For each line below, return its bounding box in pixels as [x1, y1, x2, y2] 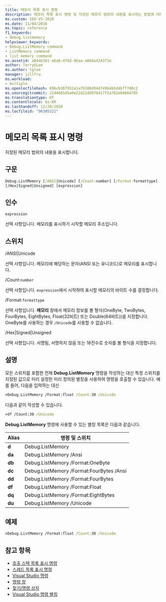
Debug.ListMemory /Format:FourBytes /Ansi [24, 467, 127, 474]
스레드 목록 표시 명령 [12, 567, 52, 573]
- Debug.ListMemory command [5, 44, 63, 49]
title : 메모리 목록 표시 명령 [5, 7, 58, 12]
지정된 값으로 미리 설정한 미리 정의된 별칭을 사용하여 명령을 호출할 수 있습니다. [5, 376, 156, 382]
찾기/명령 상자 [12, 585, 40, 591]
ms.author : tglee [5, 68, 41, 73]
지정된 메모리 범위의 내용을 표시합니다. [5, 149, 79, 155]
